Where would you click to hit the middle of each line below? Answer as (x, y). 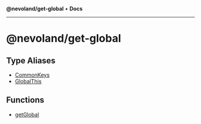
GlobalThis (28, 81)
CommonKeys (32, 75)
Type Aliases (31, 60)
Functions (25, 100)
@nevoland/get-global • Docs (44, 9)
